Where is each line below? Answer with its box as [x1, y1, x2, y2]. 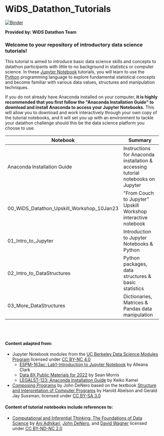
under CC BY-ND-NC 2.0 [12, 425, 62, 431]
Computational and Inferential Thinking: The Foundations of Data [12, 415, 143, 421]
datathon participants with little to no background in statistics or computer [5, 64, 154, 69]
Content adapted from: [5, 340, 53, 346]
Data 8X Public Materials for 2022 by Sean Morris [19, 372, 120, 378]
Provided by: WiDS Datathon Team [5, 29, 77, 35]
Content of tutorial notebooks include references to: [5, 404, 113, 410]
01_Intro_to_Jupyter [7, 237, 54, 244]
